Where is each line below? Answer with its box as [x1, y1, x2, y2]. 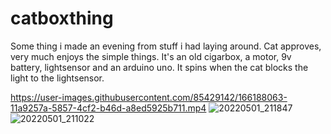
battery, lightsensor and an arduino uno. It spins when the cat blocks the [10, 61, 309, 73]
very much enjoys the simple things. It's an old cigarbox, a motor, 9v [10, 50, 292, 62]
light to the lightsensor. [10, 72, 105, 84]
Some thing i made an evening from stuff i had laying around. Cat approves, [10, 40, 322, 52]
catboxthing [10, 7, 114, 30]
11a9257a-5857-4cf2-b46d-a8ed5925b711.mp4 [10, 102, 207, 114]
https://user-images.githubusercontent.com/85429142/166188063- [10, 91, 288, 103]
